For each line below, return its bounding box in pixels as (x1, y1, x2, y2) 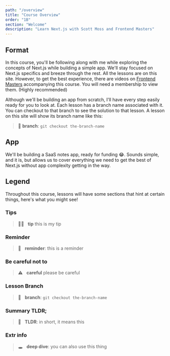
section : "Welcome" (5, 22, 47, 27)
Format (5, 46, 29, 54)
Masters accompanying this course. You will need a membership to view (5, 81, 158, 87)
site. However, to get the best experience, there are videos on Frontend (5, 76, 156, 82)
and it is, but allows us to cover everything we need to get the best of (5, 157, 152, 163)
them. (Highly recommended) (5, 86, 68, 92)
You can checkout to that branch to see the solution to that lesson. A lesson (5, 107, 165, 114)
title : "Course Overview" (5, 12, 60, 17)
